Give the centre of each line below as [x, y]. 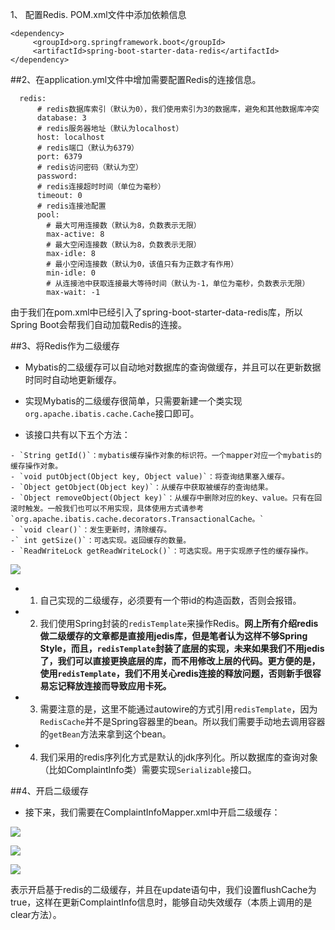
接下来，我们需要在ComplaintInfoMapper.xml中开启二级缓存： [152, 812]
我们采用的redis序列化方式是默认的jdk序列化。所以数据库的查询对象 [178, 757]
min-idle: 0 [71, 273]
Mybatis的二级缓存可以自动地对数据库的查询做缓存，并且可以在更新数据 [173, 367]
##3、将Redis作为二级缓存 [65, 346]
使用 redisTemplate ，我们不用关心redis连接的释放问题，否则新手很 [176, 673]
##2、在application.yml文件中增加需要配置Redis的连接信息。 [136, 79]
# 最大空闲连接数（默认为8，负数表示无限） [124, 245]
